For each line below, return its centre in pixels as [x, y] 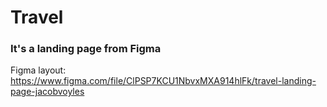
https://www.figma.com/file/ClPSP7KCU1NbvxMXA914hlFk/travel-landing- [163, 81]
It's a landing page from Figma [86, 49]
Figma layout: [38, 70]
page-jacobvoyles [47, 92]
